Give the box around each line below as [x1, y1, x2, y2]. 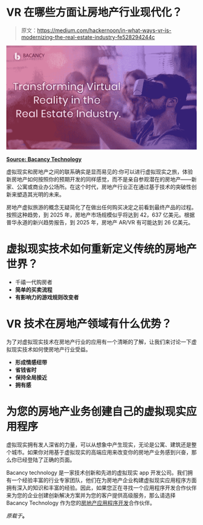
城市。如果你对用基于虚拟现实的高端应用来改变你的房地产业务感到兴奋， [11, 448, 192, 455]
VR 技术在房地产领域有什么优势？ [6, 317, 172, 331]
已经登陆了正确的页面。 [16, 456, 76, 463]
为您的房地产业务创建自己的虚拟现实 [6, 405, 187, 419]
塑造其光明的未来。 [16, 191, 65, 198]
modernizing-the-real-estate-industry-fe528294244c [21, 33, 155, 41]
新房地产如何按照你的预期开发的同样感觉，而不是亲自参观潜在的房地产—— [6, 176, 192, 183]
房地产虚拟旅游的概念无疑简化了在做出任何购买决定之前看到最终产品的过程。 [6, 204, 197, 211]
